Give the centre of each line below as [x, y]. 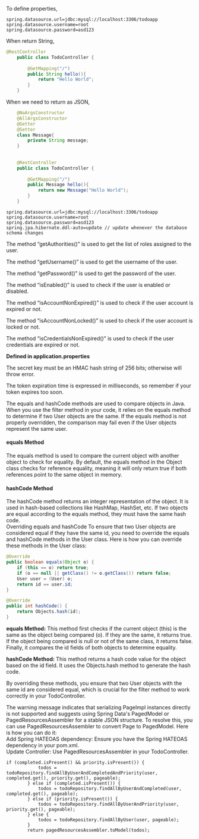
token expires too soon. [35, 392]
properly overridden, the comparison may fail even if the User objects [91, 422]
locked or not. [23, 327]
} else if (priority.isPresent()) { [73, 799]
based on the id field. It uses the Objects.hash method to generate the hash [99, 665]
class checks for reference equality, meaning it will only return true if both [97, 468]
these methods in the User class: [46, 546]
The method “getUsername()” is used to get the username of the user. [92, 262]
